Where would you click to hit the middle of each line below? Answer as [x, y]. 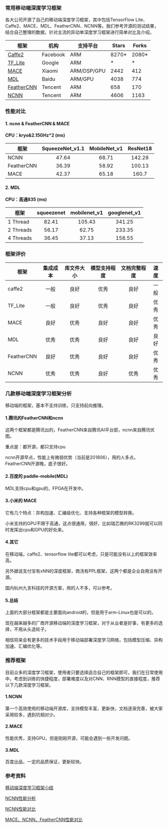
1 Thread [18, 221]
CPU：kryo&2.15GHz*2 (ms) [35, 135]
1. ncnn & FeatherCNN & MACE [37, 123]
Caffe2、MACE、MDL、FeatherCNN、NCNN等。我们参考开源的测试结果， [82, 26]
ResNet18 [140, 149]
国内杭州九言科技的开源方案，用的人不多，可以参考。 [60, 588]
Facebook [53, 55]
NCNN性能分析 [20, 798]
